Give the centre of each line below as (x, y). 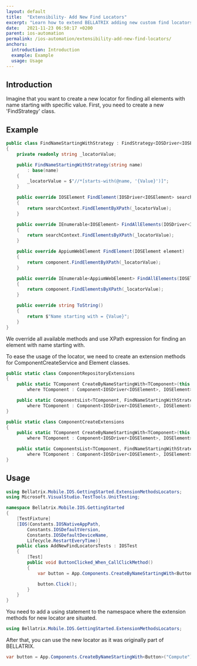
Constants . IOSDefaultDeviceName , (68, 535)
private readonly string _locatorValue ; (67, 154)
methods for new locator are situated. (52, 618)
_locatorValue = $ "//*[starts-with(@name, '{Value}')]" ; (98, 181)
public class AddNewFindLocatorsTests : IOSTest (77, 546)
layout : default (26, 11)
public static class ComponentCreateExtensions (65, 422)
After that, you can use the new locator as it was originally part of (85, 640)
